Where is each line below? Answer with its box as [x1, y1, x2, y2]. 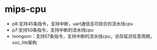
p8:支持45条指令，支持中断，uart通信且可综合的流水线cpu [12, 20, 133, 26]
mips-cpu [5, 3, 46, 15]
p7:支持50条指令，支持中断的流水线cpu [12, 26, 94, 33]
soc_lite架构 [12, 39, 37, 45]
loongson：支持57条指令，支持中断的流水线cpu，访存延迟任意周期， [12, 33, 154, 39]
